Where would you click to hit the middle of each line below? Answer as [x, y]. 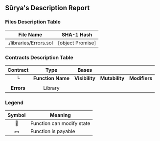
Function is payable [53, 131]
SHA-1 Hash [77, 35]
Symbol [17, 115]
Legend [14, 102]
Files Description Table [33, 22]
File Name [30, 35]
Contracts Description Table [39, 57]
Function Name [52, 78]
